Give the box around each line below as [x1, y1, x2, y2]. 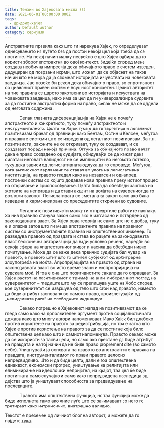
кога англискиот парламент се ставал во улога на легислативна [5, 167, 139, 172]
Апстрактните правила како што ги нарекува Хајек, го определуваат [5, 43, 148, 49]
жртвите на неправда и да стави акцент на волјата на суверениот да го [5, 188, 155, 193]
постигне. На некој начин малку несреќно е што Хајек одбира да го [5, 54, 146, 59]
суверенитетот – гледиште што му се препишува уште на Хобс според [5, 280, 153, 286]
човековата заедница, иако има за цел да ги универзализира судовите [5, 95, 154, 101]
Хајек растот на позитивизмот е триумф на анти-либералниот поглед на [5, 275, 156, 281]
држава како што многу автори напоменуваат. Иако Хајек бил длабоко [5, 316, 154, 321]
